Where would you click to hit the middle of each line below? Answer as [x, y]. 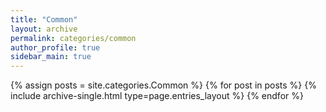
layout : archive [44, 29]
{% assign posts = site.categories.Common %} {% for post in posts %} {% [163, 85]
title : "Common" [44, 19]
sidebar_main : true [51, 57]
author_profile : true [55, 47]
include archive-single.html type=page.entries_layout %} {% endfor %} [157, 96]
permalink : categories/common [73, 38]
